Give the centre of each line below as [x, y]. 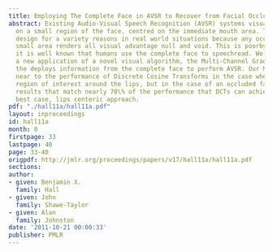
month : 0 [23, 129]
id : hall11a [28, 122]
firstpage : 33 [32, 137]
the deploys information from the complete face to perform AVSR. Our [138, 69]
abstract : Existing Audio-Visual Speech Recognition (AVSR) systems [127, 24]
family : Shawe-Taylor [52, 205]
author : [22, 175]
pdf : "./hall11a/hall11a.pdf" [60, 106]
